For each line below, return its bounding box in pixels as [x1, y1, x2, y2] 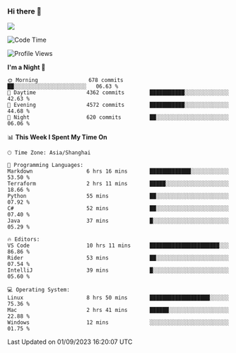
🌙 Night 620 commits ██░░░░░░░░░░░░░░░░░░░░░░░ [7, 114, 230, 121]
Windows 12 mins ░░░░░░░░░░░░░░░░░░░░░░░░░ [7, 319, 230, 326]
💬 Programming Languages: [7, 162, 83, 169]
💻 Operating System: [7, 287, 71, 294]
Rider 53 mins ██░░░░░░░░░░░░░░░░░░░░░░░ [7, 255, 230, 262]
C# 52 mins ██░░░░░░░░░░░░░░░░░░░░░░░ [7, 205, 230, 212]
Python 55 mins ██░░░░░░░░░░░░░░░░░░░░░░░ [7, 192, 230, 200]
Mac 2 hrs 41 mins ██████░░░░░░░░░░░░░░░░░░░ [7, 307, 230, 314]
